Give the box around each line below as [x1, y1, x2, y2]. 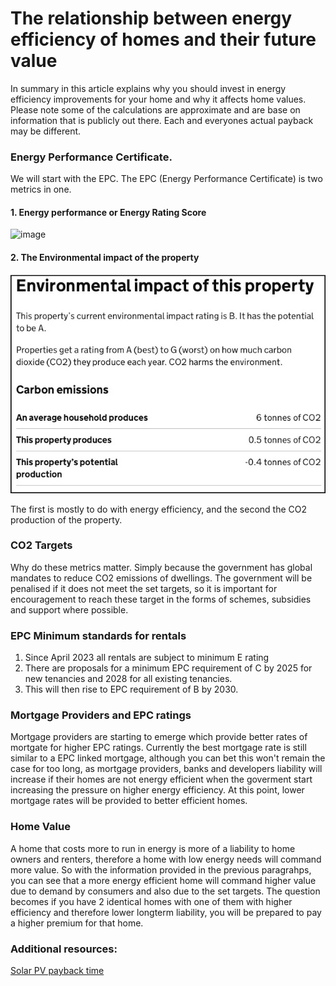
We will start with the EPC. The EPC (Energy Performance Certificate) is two [10, 173, 323, 185]
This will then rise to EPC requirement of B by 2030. [24, 683, 239, 696]
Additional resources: [10, 942, 118, 956]
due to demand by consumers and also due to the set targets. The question [10, 885, 321, 897]
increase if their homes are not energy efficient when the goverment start [10, 773, 313, 786]
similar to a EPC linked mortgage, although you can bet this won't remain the [10, 752, 326, 764]
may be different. [10, 125, 82, 137]
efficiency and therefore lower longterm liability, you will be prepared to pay [10, 906, 322, 918]
